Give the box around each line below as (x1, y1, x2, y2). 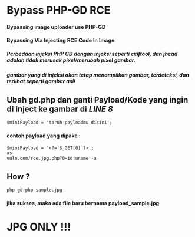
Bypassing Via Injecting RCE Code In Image (6, 37, 115, 44)
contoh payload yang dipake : (6, 132, 81, 139)
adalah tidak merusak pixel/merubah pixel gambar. (6, 57, 136, 64)
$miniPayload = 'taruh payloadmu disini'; (6, 120, 113, 126)
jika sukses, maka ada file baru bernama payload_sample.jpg (6, 199, 160, 206)
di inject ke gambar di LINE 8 (6, 104, 114, 114)
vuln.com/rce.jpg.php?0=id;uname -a (6, 156, 97, 162)
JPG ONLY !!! (6, 220, 71, 233)
